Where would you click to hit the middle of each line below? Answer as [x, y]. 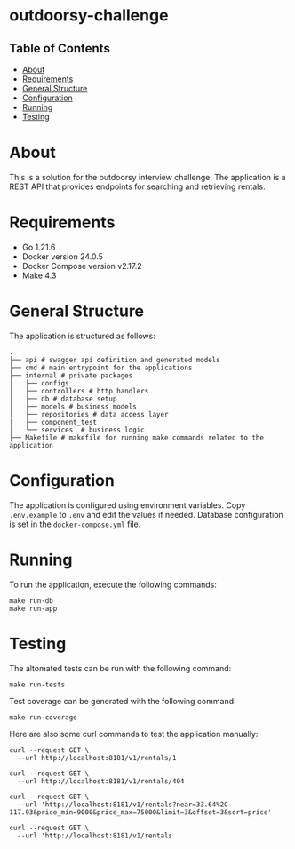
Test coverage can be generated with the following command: [123, 701]
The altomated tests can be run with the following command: [120, 668]
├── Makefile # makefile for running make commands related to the [137, 437]
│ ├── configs [39, 383]
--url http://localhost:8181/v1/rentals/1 [97, 758]
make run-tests [37, 685]
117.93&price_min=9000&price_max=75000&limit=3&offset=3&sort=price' [141, 812]
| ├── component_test [53, 422]
